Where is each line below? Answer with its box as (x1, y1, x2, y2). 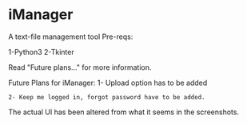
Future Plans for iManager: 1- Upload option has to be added (8, 78, 208, 87)
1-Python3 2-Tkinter (8, 47, 74, 56)
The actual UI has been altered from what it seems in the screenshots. (8, 107, 240, 117)
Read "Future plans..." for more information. (8, 62, 152, 72)
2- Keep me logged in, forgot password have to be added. (8, 93, 205, 101)
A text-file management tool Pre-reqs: (8, 32, 133, 41)
